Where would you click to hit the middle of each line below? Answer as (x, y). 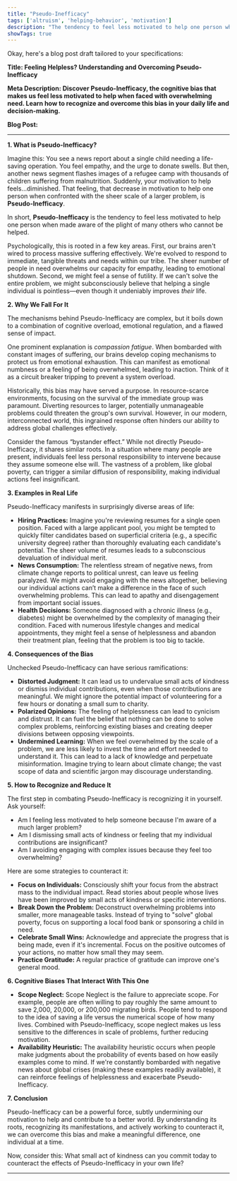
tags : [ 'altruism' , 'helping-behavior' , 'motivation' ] (90, 20)
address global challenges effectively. (62, 428)
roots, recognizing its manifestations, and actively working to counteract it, (116, 1127)
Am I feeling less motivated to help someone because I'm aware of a (117, 820)
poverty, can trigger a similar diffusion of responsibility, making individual (114, 472)
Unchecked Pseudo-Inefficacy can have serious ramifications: (98, 668)
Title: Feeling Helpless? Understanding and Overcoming (91, 67)
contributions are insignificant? (62, 843)
